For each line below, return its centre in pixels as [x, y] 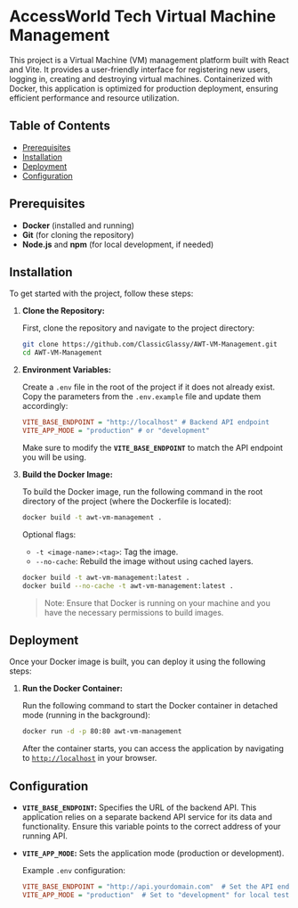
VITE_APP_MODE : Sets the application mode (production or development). [153, 853]
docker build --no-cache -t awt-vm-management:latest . [128, 585]
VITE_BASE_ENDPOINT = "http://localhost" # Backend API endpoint [145, 422]
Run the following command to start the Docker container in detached [150, 706]
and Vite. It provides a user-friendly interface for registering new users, [140, 70]
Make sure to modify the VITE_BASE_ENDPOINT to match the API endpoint [152, 447]
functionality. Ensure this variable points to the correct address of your [152, 826]
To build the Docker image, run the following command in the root [142, 491]
